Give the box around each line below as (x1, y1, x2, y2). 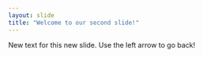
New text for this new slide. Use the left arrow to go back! (8, 40, 196, 49)
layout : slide (8, 11, 55, 20)
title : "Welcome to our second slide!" (8, 19, 140, 27)
